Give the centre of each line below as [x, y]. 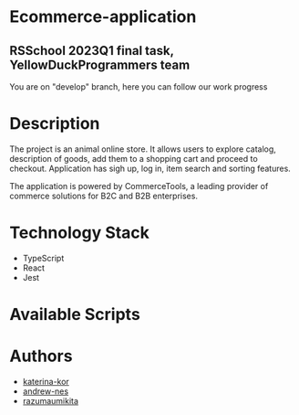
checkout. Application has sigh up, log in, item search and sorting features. [150, 168]
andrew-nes [46, 391]
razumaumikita [51, 401]
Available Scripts [75, 315]
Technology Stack [80, 233]
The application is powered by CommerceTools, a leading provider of [139, 186]
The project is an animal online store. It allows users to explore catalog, [143, 149]
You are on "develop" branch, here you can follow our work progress [139, 87]
